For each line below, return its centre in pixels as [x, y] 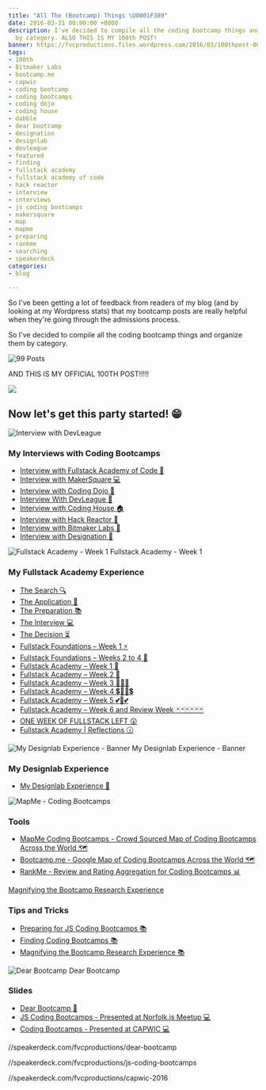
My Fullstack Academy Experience [76, 573]
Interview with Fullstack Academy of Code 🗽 [92, 471]
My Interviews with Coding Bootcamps [84, 453]
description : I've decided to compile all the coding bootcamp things [127, 30]
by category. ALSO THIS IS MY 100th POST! [86, 38]
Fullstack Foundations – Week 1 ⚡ [74, 646]
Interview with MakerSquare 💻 [70, 479]
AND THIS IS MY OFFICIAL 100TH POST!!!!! [79, 374]
